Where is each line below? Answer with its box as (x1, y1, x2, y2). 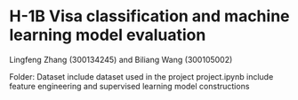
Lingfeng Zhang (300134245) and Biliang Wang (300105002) (9, 54, 233, 65)
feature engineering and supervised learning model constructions (9, 81, 250, 91)
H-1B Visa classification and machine (9, 6, 290, 27)
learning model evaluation (9, 25, 206, 45)
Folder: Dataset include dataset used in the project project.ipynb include (9, 71, 274, 81)
